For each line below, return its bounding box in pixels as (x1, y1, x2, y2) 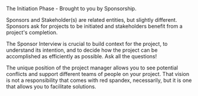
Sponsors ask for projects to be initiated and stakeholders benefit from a (6, 23, 183, 29)
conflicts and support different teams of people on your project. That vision (6, 71, 190, 77)
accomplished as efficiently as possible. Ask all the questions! (6, 53, 157, 59)
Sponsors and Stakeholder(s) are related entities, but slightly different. (6, 16, 177, 23)
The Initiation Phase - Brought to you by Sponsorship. (6, 5, 137, 12)
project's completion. (6, 29, 58, 36)
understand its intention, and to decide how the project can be (6, 47, 158, 54)
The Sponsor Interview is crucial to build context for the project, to (6, 41, 168, 47)
